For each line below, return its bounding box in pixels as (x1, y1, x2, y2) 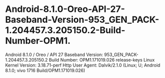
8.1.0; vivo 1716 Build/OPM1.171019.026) (5, 67, 86, 73)
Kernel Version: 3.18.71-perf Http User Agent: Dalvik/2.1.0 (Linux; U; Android (5, 62, 161, 68)
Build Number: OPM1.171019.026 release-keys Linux (49, 57, 155, 63)
